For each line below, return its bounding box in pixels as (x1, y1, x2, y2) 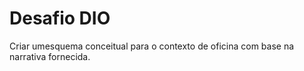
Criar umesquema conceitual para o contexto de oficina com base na (9, 40, 295, 52)
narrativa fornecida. (9, 50, 91, 62)
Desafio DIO (9, 7, 111, 30)
